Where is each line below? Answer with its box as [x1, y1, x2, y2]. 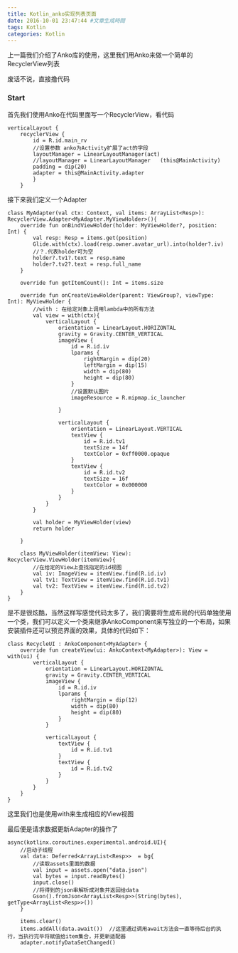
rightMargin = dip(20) [83, 355, 151, 363]
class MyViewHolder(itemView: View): [20, 550, 132, 557]
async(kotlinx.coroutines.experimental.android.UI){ [7, 838, 167, 846]
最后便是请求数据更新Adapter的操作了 [7, 824, 119, 833]
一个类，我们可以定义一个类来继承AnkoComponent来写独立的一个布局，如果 [7, 617, 231, 625]
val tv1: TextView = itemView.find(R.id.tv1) [33, 576, 171, 583]
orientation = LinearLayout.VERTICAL [70, 425, 183, 432]
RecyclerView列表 [7, 60, 60, 68]
